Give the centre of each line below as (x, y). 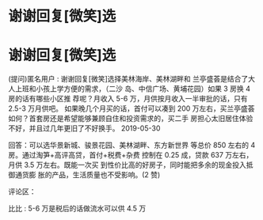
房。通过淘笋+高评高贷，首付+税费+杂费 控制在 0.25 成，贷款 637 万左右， (131, 155)
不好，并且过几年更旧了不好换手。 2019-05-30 (84, 128)
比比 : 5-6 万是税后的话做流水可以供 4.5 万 (77, 209)
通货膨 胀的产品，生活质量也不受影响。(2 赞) (88, 175)
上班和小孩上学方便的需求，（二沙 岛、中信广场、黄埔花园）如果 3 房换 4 (133, 89)
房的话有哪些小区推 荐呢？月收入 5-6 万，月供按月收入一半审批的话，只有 (128, 99)
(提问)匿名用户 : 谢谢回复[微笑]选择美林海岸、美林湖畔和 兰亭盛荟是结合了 (128, 79)
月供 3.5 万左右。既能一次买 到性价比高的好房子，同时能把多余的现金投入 (128, 165)
